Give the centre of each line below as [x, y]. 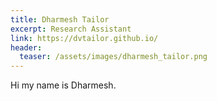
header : [26, 47]
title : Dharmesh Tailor [60, 19]
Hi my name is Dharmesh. [63, 85]
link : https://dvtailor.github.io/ [84, 38]
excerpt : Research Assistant [71, 29]
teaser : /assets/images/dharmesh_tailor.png [113, 57]
